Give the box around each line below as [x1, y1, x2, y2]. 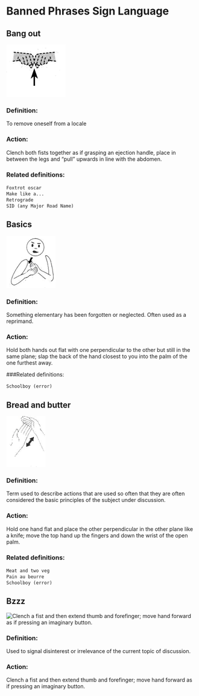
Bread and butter [6, 400, 71, 410]
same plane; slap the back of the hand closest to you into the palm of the [6, 353, 188, 360]
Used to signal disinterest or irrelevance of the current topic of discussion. [6, 648, 191, 655]
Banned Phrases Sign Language [6, 4, 169, 18]
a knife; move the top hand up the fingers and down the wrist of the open [6, 532, 188, 539]
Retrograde [6, 197, 34, 203]
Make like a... [6, 190, 45, 197]
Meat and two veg [6, 568, 50, 574]
